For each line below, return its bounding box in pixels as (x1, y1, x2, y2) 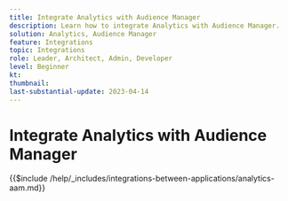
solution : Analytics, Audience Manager (9, 29, 157, 38)
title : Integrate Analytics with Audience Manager (9, 12, 201, 22)
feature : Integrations (9, 37, 93, 47)
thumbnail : (9, 79, 50, 88)
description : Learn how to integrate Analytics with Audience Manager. (9, 21, 280, 30)
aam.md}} (9, 182, 46, 193)
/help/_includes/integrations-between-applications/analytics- (49, 174, 276, 184)
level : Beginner (9, 63, 69, 72)
